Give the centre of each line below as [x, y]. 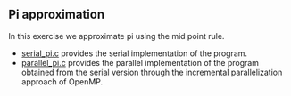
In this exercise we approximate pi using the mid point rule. [116, 36]
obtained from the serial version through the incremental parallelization [152, 72]
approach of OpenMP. [62, 81]
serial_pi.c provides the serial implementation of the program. [134, 53]
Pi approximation [56, 15]
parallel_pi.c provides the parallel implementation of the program [140, 62]
